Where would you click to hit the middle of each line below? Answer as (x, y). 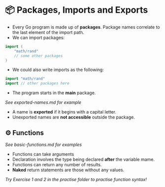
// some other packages (39, 56)
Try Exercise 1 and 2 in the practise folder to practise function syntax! (76, 179)
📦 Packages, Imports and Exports (77, 10)
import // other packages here (37, 83)
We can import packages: (39, 37)
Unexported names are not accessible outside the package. (73, 117)
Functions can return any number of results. (57, 165)
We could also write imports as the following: (58, 70)
